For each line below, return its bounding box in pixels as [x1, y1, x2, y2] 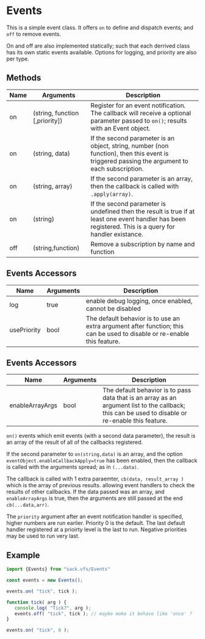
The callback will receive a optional [90, 109, 191, 117]
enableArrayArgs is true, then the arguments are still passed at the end [6, 494, 183, 502]
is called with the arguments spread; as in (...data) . [6, 463, 139, 471]
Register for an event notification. [90, 101, 186, 110]
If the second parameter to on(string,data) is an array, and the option [6, 451, 183, 458]
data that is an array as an [103, 394, 177, 402]
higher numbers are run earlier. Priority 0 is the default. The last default [6, 519, 185, 527]
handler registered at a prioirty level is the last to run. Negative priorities [6, 526, 187, 534]
